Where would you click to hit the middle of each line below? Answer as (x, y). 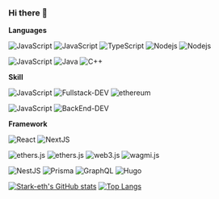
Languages (27, 31)
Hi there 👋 (28, 13)
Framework (28, 124)
